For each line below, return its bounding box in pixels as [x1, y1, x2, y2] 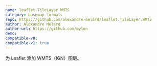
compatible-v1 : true [5, 41, 50, 46]
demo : [5, 31, 17, 36]
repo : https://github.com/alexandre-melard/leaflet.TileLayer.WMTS [5, 17, 152, 22]
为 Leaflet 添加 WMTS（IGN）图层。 [5, 55, 82, 61]
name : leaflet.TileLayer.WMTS [5, 7, 70, 13]
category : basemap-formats [5, 12, 63, 17]
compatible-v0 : [5, 36, 38, 41]
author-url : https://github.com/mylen [5, 26, 88, 31]
